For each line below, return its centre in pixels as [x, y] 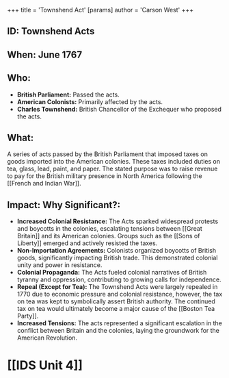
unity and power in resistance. [59, 265]
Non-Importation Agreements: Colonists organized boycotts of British [117, 251]
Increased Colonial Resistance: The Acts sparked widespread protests [118, 221]
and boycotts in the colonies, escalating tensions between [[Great [110, 229]
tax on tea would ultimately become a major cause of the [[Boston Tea [116, 309]
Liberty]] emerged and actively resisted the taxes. [87, 243]
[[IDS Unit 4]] [45, 365]
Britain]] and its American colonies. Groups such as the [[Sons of [108, 236]
